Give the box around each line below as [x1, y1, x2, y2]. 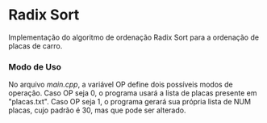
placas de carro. [8, 40, 63, 50]
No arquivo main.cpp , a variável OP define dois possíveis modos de [8, 79, 233, 90]
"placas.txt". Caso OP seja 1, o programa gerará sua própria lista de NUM [8, 97, 252, 107]
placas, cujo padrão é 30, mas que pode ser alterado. [8, 105, 186, 115]
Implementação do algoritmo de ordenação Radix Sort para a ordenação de [8, 32, 260, 42]
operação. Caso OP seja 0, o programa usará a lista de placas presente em [8, 88, 257, 98]
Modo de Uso [8, 61, 62, 72]
